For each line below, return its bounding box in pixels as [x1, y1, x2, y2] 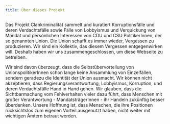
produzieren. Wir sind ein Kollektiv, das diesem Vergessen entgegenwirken [5, 43, 163, 49]
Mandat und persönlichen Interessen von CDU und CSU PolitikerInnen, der [5, 32, 162, 38]
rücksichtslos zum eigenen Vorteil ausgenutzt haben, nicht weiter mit [5, 107, 151, 113]
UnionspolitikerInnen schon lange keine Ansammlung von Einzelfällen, [5, 69, 153, 76]
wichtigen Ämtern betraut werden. [5, 113, 78, 119]
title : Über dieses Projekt [5, 7, 65, 13]
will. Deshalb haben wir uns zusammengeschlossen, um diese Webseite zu [5, 48, 163, 55]
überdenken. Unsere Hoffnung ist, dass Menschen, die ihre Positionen [5, 102, 153, 108]
